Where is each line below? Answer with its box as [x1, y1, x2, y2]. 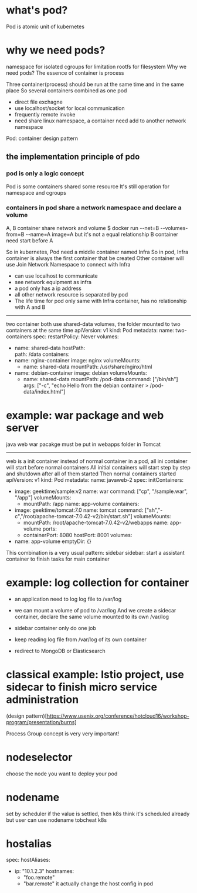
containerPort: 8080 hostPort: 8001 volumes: [23, 531, 133, 538]
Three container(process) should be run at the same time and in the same [6, 81, 184, 88]
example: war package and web [6, 409, 164, 422]
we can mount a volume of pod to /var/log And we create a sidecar [14, 607, 176, 614]
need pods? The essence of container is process [6, 69, 124, 76]
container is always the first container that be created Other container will [6, 254, 184, 262]
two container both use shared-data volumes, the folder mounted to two [6, 320, 181, 327]
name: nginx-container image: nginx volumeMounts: [14, 356, 141, 364]
